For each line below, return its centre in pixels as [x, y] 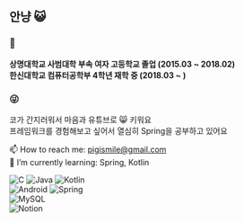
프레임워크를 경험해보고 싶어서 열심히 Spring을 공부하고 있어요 [118, 130]
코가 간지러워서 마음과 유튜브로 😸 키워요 [81, 120]
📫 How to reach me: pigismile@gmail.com [88, 149]
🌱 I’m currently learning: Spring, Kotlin [79, 162]
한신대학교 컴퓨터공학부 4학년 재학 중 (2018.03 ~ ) [98, 75]
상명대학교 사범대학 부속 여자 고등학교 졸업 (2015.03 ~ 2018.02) [122, 64]
